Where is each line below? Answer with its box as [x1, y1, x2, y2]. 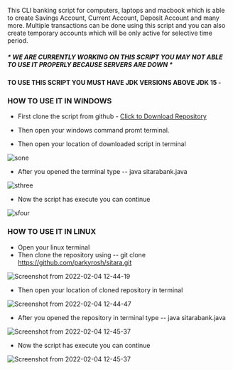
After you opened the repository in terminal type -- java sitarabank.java [17, 313, 226, 322]
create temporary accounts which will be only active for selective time [7, 29, 213, 37]
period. [7, 36, 28, 45]
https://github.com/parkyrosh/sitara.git [17, 258, 132, 267]
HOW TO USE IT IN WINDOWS [7, 96, 112, 106]
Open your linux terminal [17, 242, 90, 252]
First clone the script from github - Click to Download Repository [17, 112, 207, 120]
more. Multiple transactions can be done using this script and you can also [7, 21, 226, 29]
